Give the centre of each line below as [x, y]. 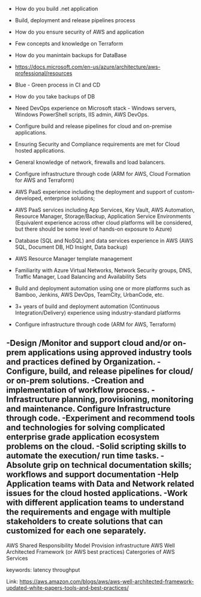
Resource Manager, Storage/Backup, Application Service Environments [103, 216]
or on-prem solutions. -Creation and [75, 381]
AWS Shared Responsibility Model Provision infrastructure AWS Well [91, 545]
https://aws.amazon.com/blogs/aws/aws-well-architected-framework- [107, 581]
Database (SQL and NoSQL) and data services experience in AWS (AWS [104, 241]
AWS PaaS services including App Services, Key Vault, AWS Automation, [105, 210]
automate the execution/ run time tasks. [82, 456]
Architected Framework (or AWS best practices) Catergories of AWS [91, 551]
